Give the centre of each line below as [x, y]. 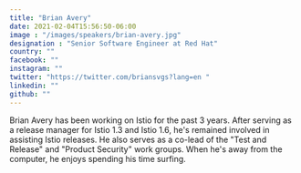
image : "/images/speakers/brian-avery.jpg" [95, 35]
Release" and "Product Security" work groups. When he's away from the [146, 149]
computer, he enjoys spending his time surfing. [98, 158]
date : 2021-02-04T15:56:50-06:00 [73, 26]
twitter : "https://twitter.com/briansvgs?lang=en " [109, 77]
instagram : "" [36, 69]
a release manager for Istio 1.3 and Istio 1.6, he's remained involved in [140, 129]
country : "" [32, 52]
